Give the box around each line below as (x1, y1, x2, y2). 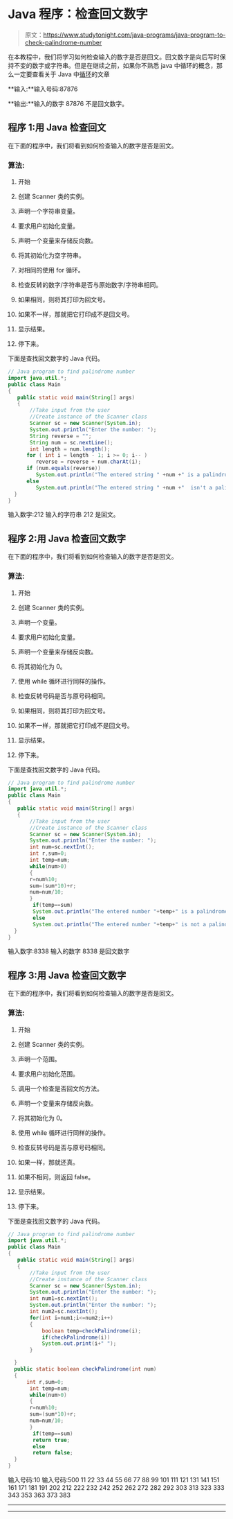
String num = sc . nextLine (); (29, 439, 113, 446)
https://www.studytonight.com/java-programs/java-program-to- (43, 31, 226, 39)
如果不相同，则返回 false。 (17, 1172, 95, 1181)
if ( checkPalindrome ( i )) (41, 1334, 111, 1341)
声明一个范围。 (17, 1054, 61, 1063)
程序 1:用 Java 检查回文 (8, 122, 106, 134)
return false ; (32, 1450, 73, 1457)
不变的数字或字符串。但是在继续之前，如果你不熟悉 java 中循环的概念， (13, 61, 217, 69)
